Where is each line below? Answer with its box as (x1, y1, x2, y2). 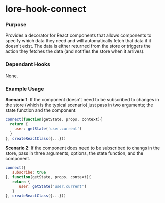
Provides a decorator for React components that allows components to (5, 32, 152, 38)
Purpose (5, 21, 27, 28)
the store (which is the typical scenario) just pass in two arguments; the (5, 102, 153, 108)
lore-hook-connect (5, 3, 87, 15)
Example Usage (5, 85, 44, 92)
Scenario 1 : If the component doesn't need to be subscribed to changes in (5, 97, 159, 103)
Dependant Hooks (5, 61, 50, 68)
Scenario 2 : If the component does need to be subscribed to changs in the (5, 145, 160, 151)
